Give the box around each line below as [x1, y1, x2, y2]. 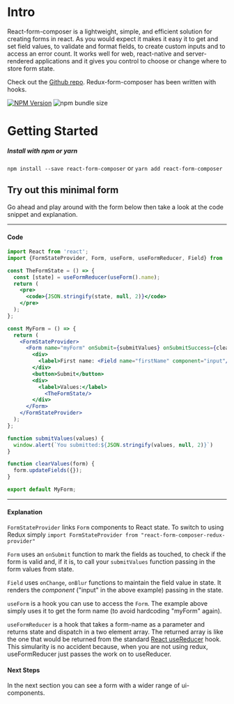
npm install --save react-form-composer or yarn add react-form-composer [7, 164, 223, 173]
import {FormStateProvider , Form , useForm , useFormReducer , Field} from [7, 254, 223, 261]
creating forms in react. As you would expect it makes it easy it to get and [7, 34, 219, 43]
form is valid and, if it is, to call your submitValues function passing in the [7, 558, 216, 566]
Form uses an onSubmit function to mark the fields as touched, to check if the [7, 550, 226, 558]
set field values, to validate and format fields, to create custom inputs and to [7, 42, 226, 50]
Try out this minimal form [7, 184, 119, 196]
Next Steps [7, 666, 40, 674]
